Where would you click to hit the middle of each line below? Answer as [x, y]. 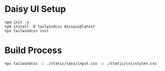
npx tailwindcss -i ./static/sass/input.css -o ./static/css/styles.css [81, 63]
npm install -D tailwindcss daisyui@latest [50, 26]
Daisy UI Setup [35, 9]
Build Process [33, 51]
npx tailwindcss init [27, 31]
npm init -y [17, 22]
